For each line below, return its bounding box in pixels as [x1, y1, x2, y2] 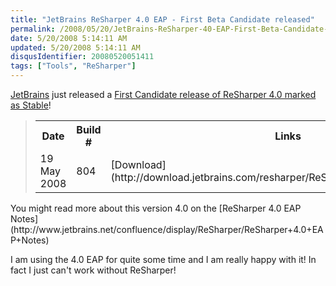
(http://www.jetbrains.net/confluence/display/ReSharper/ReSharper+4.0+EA [10, 224, 324, 235]
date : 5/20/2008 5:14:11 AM [10, 33, 128, 43]
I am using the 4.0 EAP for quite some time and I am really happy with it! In [10, 254, 317, 265]
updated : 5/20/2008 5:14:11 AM [10, 42, 141, 53]
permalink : [10, 24, 56, 34]
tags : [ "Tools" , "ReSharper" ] [10, 61, 137, 71]
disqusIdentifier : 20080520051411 [10, 52, 155, 62]
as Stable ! [10, 99, 52, 111]
